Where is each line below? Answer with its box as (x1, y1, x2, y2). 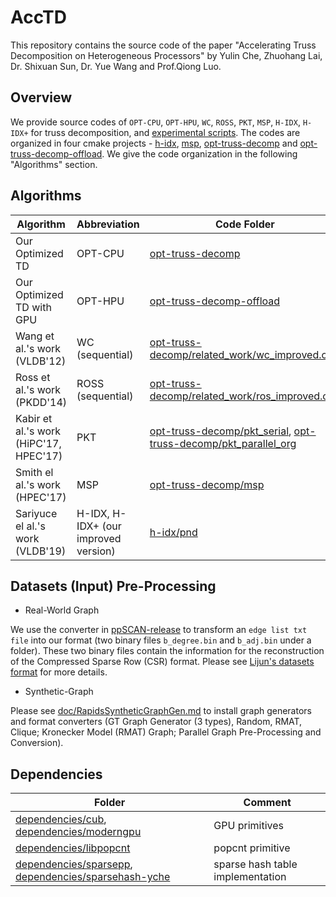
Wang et (15, 329, 55, 343)
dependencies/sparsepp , (15, 857, 133, 871)
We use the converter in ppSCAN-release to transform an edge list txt (10, 624, 308, 636)
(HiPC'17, (15, 436, 62, 450)
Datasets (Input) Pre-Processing (10, 577, 217, 595)
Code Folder (215, 217, 275, 231)
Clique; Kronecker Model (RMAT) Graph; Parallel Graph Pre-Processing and (10, 726, 322, 738)
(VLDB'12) (15, 354, 67, 368)
